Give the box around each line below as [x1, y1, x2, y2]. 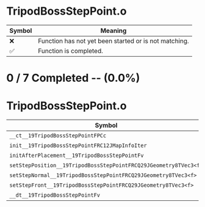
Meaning [100, 26, 127, 35]
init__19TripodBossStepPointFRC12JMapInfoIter [9, 142, 148, 149]
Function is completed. [37, 46, 104, 55]
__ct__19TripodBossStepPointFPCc [9, 133, 107, 139]
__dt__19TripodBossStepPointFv [9, 192, 101, 199]
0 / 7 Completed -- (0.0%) [6, 71, 140, 85]
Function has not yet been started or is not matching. [37, 37, 189, 45]
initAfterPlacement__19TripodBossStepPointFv [9, 152, 144, 159]
